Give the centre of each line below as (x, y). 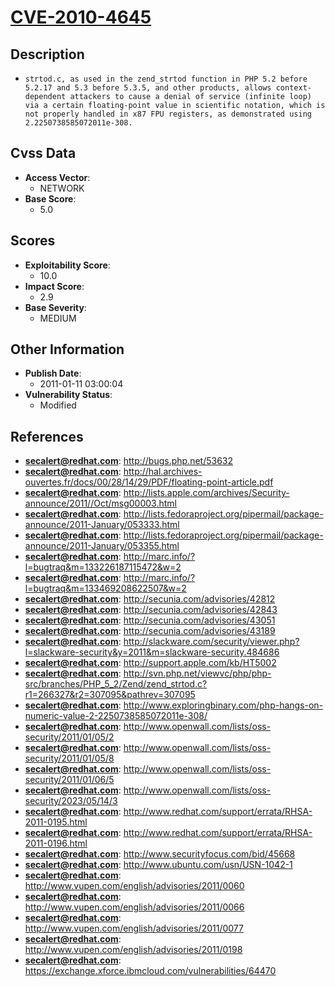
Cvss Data (43, 153)
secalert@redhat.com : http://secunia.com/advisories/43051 (150, 620)
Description (47, 54)
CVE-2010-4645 (81, 17)
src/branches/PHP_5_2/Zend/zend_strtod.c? (116, 684)
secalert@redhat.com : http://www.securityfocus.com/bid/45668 (160, 854)
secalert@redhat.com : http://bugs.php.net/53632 (129, 461)
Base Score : (50, 198)
